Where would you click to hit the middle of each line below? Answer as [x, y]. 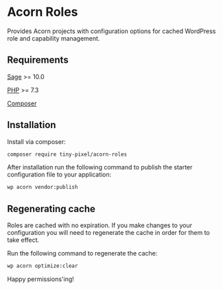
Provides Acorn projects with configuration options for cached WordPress [111, 31]
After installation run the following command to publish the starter [100, 167]
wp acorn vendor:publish [43, 187]
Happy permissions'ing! [40, 279]
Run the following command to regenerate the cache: [82, 253]
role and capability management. [54, 38]
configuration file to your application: [59, 175]
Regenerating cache [51, 208]
